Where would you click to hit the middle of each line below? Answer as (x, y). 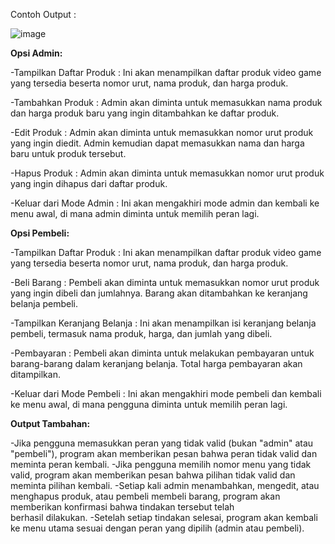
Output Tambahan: (50, 423)
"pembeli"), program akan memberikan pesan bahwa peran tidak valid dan (164, 453)
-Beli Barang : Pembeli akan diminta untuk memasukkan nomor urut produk (165, 282)
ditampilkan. (35, 374)
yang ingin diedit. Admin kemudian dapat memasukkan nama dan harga (157, 143)
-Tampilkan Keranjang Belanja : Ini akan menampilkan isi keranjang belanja (163, 323)
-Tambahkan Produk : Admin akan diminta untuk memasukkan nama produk (166, 102)
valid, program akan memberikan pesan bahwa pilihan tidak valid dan (153, 475)
